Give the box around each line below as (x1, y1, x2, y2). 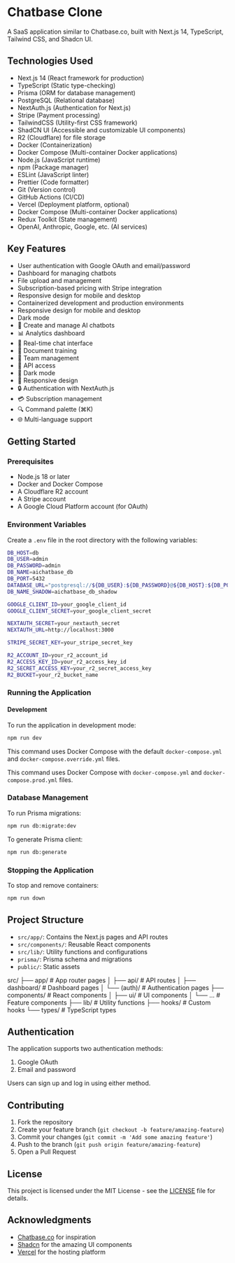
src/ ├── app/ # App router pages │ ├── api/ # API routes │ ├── (7, 976, 197, 984)
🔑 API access (17, 361, 56, 370)
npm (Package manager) (17, 162, 90, 172)
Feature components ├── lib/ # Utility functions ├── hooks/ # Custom (7, 998, 211, 1007)
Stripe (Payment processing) (17, 111, 100, 119)
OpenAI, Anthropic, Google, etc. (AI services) (17, 222, 148, 231)
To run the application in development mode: (7, 720, 136, 729)
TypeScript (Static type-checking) (17, 81, 116, 90)
